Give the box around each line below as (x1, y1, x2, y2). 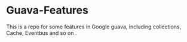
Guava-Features (6, 4, 88, 17)
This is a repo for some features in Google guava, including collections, (6, 23, 182, 30)
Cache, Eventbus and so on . (6, 29, 77, 36)
